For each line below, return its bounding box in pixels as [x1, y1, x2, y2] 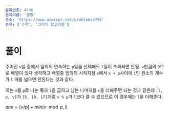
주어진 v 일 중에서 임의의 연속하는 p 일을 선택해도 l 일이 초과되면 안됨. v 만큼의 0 [5, 64, 160, 70]
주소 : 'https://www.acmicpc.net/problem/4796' [5, 17, 104, 22]
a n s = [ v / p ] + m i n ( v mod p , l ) [5, 104, 68, 110]
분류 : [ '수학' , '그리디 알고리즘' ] [5, 22, 70, 27]
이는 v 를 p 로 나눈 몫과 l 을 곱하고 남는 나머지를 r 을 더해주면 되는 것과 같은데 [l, [5, 87, 163, 93]
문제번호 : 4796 [5, 7, 33, 13]
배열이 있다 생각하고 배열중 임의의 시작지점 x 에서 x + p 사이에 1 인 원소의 [10, 70, 154, 76]
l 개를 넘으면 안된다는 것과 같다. [10, 76, 75, 83]
